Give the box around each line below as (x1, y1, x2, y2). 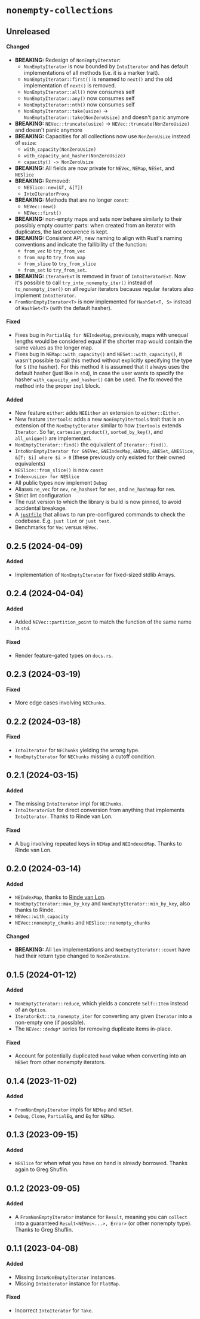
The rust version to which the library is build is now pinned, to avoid (14, 499, 181, 506)
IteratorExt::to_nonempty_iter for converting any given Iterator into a (14, 1012, 192, 1019)
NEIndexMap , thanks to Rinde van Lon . (14, 893, 106, 901)
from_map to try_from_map (23, 253, 85, 260)
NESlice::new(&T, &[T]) (23, 184, 84, 190)
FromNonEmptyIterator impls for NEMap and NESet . (14, 1106, 134, 1113)
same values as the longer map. (14, 344, 94, 351)
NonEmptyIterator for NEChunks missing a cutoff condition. (14, 753, 156, 760)
